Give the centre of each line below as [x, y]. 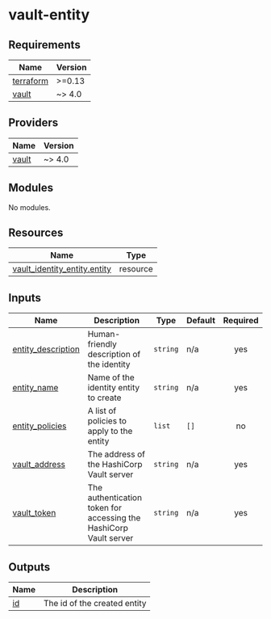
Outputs [29, 567]
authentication [115, 498]
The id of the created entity [95, 604]
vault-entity [49, 15]
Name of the [111, 377]
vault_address [39, 465]
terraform [31, 81]
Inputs [25, 298]
